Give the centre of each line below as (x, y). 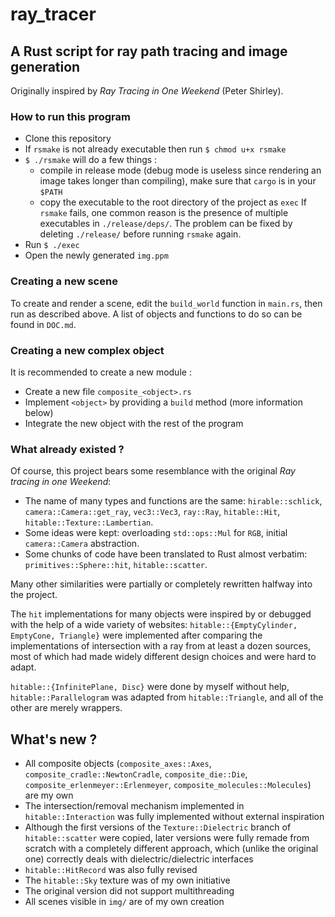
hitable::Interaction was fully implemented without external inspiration (174, 816)
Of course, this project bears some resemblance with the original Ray (153, 471)
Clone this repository (68, 139)
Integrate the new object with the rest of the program (134, 423)
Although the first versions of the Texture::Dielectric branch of (158, 827)
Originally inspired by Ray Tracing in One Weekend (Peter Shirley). (147, 91)
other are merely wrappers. (66, 708)
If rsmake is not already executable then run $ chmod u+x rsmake (155, 149)
